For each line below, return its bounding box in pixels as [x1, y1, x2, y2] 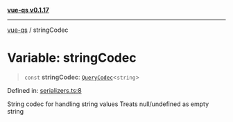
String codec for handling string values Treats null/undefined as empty [7, 100, 209, 108]
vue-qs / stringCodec [7, 26, 69, 34]
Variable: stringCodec [7, 50, 137, 66]
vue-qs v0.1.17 [7, 6, 50, 14]
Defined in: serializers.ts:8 [7, 86, 82, 94]
